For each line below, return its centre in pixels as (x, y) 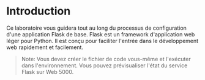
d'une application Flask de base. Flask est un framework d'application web (101, 34)
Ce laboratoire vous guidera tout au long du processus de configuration (96, 28)
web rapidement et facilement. (45, 47)
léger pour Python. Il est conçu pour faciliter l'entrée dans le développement (102, 41)
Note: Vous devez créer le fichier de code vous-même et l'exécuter (106, 59)
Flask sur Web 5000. (47, 72)
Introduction (39, 11)
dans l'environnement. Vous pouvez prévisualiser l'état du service (104, 65)
